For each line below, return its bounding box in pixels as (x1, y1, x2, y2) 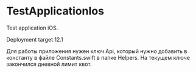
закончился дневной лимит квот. (6, 60, 92, 68)
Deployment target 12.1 (6, 36, 63, 43)
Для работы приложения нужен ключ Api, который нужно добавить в (6, 47, 187, 55)
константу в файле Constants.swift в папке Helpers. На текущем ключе (6, 54, 191, 61)
